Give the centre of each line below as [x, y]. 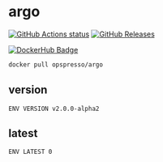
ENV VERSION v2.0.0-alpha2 [54, 109]
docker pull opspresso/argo [56, 64]
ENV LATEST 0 [30, 152]
